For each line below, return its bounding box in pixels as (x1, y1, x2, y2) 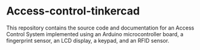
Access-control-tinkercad (6, 4, 140, 18)
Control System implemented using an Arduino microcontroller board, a (6, 30, 184, 37)
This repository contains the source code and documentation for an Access (6, 24, 195, 31)
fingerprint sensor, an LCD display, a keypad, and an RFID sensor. (6, 37, 170, 44)
